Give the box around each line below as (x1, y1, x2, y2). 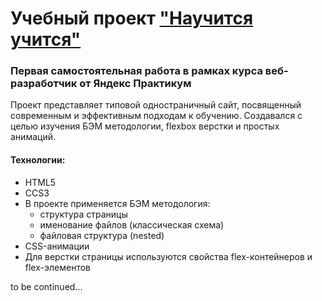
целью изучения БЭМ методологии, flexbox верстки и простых (10, 120, 280, 132)
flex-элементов (24, 261, 91, 273)
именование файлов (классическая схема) (39, 218, 225, 231)
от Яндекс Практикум (79, 77, 192, 91)
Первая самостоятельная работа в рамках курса (10, 64, 263, 78)
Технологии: (10, 154, 66, 166)
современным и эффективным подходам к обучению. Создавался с (10, 110, 303, 122)
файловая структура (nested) (39, 229, 165, 241)
